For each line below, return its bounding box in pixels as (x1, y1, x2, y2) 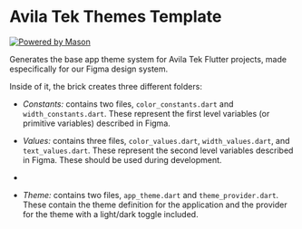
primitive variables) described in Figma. (22, 118, 170, 129)
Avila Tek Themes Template (9, 6, 222, 27)
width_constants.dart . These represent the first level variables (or (22, 108, 270, 119)
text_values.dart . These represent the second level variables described (22, 145, 294, 156)
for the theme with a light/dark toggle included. (22, 208, 199, 219)
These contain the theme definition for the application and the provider (22, 199, 287, 210)
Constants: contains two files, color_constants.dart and (22, 98, 234, 110)
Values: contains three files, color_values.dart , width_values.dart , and (22, 135, 290, 146)
